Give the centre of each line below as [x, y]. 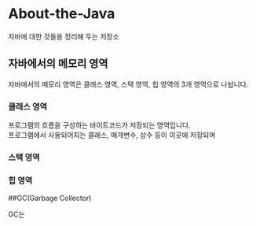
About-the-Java [62, 14]
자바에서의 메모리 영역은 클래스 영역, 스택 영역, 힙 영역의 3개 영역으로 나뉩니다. [128, 84]
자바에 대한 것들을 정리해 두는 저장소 [64, 36]
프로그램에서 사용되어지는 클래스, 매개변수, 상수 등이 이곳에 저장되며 [112, 135]
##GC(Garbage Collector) [50, 198]
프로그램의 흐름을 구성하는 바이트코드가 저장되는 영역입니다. [99, 125]
